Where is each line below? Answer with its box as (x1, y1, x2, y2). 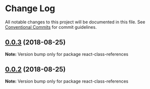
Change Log (5, 3, 55, 14)
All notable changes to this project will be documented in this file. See (5, 19, 146, 25)
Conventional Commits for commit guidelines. (5, 24, 97, 30)
